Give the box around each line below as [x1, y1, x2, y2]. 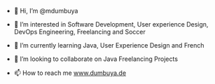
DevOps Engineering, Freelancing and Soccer [13, 28, 146, 36]
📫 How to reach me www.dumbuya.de [13, 69, 127, 77]
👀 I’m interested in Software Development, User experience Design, [13, 20, 209, 28]
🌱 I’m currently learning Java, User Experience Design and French [13, 41, 204, 49]
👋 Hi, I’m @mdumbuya [13, 7, 78, 15]
